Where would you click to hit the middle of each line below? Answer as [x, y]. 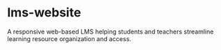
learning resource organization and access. [69, 38]
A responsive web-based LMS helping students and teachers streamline [110, 32]
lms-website [44, 13]
